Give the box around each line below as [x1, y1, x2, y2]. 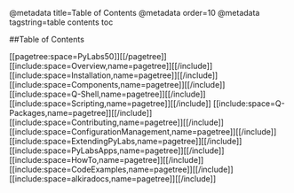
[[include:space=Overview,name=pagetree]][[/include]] [9, 61, 213, 71]
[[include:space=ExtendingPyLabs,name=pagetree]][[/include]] [9, 136, 242, 146]
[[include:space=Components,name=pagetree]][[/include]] [9, 80, 226, 89]
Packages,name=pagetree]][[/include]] [9, 108, 153, 118]
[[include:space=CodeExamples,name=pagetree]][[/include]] [9, 164, 234, 174]
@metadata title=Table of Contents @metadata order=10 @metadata [9, 8, 260, 18]
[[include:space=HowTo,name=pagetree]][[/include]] [9, 155, 204, 165]
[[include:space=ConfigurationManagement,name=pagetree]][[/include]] [9, 127, 277, 136]
